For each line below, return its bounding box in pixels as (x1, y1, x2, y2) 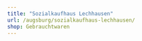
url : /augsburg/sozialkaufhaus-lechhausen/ (7, 17, 136, 24)
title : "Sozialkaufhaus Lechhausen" (7, 10, 113, 17)
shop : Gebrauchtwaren (7, 23, 70, 30)
